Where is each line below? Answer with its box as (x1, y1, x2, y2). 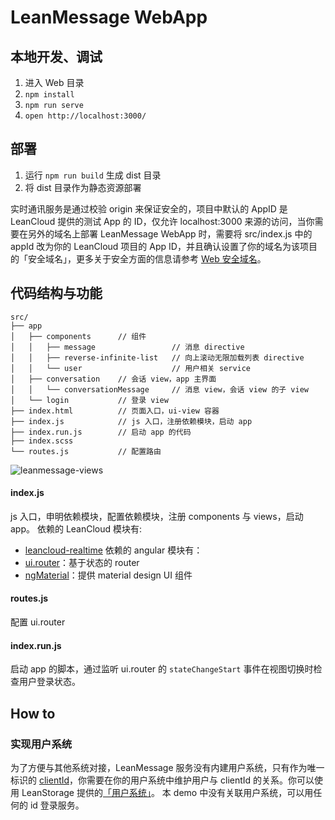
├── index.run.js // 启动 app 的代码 (10, 427, 192, 437)
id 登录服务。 (29, 799, 85, 811)
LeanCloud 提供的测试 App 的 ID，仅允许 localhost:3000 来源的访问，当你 (10, 215, 315, 227)
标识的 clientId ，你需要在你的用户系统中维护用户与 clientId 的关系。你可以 (10, 774, 315, 786)
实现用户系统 (10, 737, 73, 751)
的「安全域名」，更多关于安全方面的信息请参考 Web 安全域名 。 (10, 252, 267, 265)
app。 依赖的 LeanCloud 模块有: (10, 522, 143, 535)
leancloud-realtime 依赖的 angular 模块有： (24, 544, 203, 556)
